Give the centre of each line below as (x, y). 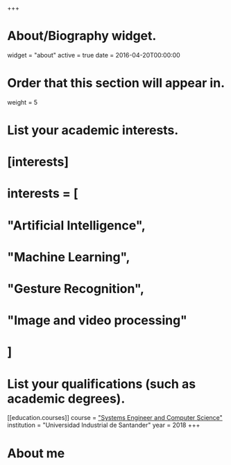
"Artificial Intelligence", (76, 225)
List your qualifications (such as (102, 384)
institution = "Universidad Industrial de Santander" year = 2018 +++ (104, 425)
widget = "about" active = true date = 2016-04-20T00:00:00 (94, 55)
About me (36, 453)
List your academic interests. (93, 131)
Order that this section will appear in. (116, 83)
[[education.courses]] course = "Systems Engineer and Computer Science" (115, 418)
